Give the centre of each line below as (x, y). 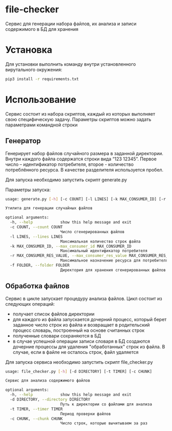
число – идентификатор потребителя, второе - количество (70, 164)
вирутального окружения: (34, 69)
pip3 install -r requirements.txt (42, 79)
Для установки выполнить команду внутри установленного (71, 64)
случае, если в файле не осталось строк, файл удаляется (76, 352)
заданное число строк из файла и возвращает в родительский (81, 325)
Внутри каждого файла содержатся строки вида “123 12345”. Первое (81, 159)
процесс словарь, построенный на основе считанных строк (79, 330)
